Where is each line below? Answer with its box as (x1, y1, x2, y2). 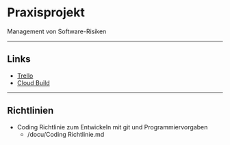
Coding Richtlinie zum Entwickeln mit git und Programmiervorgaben (16, 123, 208, 131)
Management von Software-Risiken (7, 27, 107, 35)
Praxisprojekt (7, 5, 86, 20)
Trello (16, 71, 34, 80)
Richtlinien (7, 105, 54, 116)
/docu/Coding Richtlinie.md (27, 130, 105, 138)
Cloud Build (16, 78, 50, 86)
